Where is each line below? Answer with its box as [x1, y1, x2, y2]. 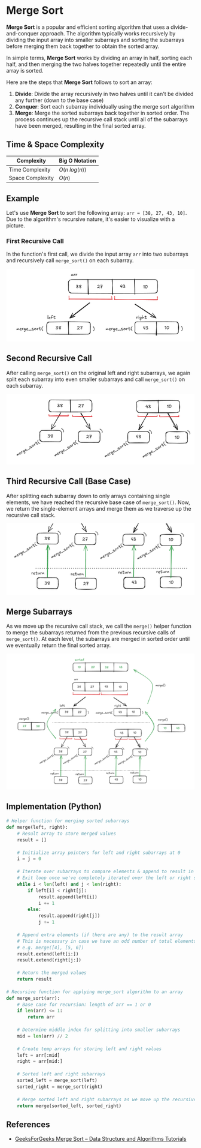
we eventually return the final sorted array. [6, 642, 111, 649]
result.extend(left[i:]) [17, 951, 79, 957]
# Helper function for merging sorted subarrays [6, 818, 130, 824]
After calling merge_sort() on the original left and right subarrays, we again [6, 369, 190, 376]
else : [28, 907, 42, 913]
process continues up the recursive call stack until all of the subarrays [14, 115, 188, 123]
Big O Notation [59, 157, 96, 164]
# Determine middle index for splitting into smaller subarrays [17, 1027, 181, 1033]
